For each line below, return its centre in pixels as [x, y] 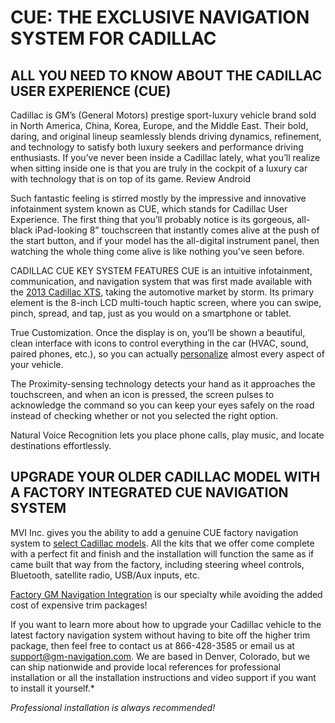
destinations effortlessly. [61, 445]
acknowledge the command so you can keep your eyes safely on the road [162, 405]
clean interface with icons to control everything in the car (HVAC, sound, [159, 343]
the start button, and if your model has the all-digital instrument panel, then [165, 240]
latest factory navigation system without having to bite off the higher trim [160, 635]
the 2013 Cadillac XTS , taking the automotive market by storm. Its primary [162, 292]
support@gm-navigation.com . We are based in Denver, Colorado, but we [160, 656]
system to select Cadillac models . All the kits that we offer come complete [162, 543]
